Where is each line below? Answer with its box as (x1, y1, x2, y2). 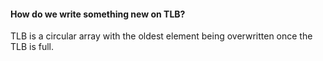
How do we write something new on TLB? (10, 8, 186, 20)
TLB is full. (10, 41, 55, 53)
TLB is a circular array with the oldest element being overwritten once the (10, 30, 313, 42)
